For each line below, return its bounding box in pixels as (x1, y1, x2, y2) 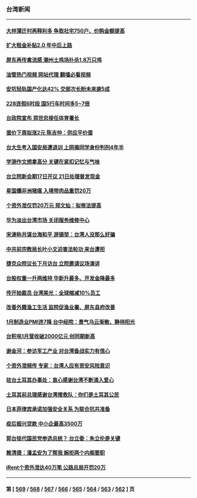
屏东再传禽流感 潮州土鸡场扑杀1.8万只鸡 (6, 56, 102, 63)
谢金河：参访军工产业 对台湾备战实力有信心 (6, 347, 110, 354)
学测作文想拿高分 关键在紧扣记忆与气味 (6, 158, 100, 165)
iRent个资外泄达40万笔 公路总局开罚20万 (6, 463, 106, 471)
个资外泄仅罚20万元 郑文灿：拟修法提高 (6, 202, 101, 209)
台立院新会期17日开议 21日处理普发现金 (6, 172, 101, 180)
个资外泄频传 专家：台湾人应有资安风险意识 (6, 362, 110, 369)
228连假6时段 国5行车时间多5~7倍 (6, 100, 90, 107)
